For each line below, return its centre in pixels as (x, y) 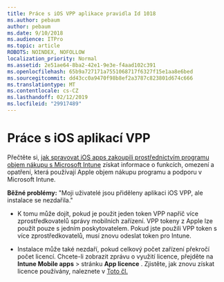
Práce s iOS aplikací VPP (79, 138)
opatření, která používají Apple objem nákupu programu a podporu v (105, 172)
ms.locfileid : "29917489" (44, 104)
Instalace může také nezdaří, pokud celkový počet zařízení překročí (113, 249)
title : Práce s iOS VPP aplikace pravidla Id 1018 (82, 14)
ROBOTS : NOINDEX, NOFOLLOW (46, 53)
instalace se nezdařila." (40, 200)
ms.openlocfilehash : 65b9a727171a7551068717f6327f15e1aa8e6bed (100, 71)
